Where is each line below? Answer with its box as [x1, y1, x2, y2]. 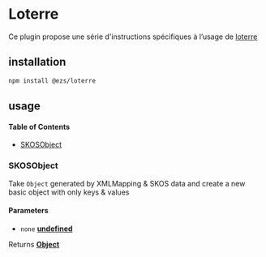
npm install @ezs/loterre [8, 76, 96, 85]
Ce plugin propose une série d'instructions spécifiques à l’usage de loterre [8, 32, 258, 41]
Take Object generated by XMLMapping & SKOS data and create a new [8, 178, 246, 188]
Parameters [8, 206, 49, 216]
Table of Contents [8, 122, 71, 131]
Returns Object [8, 239, 60, 249]
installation [8, 55, 66, 69]
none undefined [19, 224, 73, 233]
